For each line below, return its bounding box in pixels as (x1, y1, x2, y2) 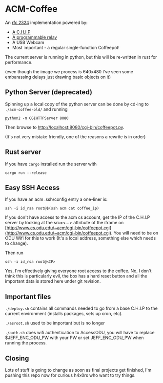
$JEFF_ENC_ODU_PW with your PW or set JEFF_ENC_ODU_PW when (5, 335, 144, 340)
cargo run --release (5, 170, 47, 175)
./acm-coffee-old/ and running (5, 106, 68, 112)
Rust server (5, 148, 41, 156)
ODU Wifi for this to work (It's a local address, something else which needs (5, 235, 156, 241)
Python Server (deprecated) (5, 88, 93, 96)
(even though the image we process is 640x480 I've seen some (5, 68, 133, 74)
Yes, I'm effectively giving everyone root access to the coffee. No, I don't (5, 268, 152, 274)
